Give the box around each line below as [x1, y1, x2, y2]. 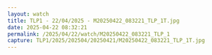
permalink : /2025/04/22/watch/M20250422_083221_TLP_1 [7, 30, 171, 38]
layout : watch [7, 10, 50, 18]
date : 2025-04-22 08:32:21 [7, 24, 88, 31]
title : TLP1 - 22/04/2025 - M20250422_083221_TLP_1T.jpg [7, 17, 180, 24]
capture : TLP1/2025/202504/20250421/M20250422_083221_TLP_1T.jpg [7, 37, 205, 44]
